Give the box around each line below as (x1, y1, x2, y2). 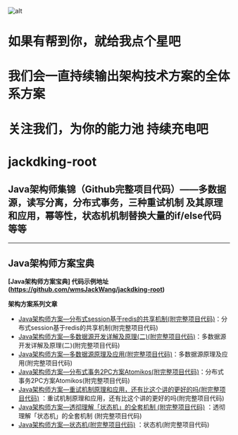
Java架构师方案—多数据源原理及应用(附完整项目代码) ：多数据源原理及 (18, 350, 223, 359)
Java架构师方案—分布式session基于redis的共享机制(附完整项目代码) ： (18, 314, 222, 324)
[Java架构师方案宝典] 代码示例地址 (8, 277, 109, 286)
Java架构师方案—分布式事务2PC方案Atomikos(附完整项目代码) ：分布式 (18, 367, 225, 376)
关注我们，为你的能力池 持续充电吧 (8, 121, 208, 137)
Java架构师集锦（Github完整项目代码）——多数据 (8, 183, 227, 195)
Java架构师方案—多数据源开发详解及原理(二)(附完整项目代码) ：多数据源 (18, 332, 227, 341)
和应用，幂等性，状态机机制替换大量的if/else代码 (8, 210, 222, 222)
